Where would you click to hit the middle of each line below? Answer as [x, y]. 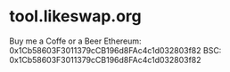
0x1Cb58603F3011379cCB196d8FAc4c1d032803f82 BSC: [115, 50]
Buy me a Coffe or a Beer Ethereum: [75, 41]
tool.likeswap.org [75, 16]
